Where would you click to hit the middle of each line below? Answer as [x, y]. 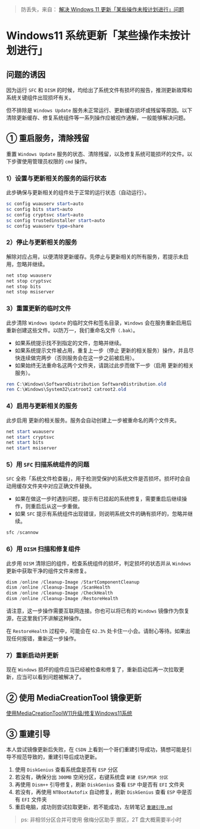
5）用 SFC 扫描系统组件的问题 [48, 464]
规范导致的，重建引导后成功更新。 [58, 757]
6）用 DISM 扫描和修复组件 [43, 549]
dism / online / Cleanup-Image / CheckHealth [60, 593]
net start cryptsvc [30, 437]
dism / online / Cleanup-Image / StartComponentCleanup [73, 582]
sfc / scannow [22, 533]
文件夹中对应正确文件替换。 [61, 486]
